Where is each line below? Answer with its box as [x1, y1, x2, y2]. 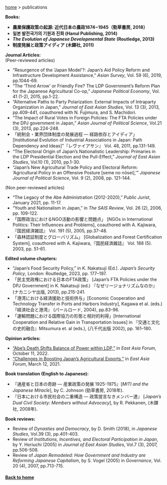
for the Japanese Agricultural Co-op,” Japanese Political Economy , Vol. [12, 88, 160, 94]
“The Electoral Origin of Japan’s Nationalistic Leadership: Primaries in [12, 148, 156, 154]
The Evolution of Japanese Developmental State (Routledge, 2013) [12, 36, 155, 42]
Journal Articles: [5, 52, 41, 58]
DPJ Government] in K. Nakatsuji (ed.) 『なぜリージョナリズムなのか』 [12, 283, 157, 289]
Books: [5, 14, 20, 19]
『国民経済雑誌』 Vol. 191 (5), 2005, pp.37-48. [12, 228, 107, 234]
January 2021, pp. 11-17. [12, 200, 61, 205]
